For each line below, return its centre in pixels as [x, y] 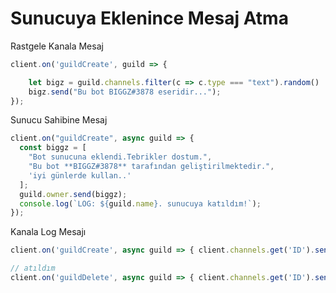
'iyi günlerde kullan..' [80, 175]
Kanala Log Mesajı [48, 232]
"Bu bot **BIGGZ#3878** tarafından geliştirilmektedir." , [151, 167]
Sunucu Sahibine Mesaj [59, 120]
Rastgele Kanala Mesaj [57, 46]
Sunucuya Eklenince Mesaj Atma [149, 18]
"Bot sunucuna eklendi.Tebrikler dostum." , [120, 157]
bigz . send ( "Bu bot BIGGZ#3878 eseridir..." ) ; [125, 92]
